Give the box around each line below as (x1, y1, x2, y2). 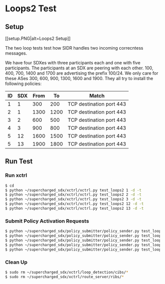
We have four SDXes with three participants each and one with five (5, 60, 141, 65)
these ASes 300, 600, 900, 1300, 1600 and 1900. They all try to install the (5, 76, 153, 81)
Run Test (5, 157, 33, 166)
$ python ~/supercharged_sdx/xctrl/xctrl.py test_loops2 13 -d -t (5, 206, 144, 211)
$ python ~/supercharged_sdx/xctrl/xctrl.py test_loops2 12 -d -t (5, 201, 144, 206)
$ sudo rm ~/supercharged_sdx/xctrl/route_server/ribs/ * (5, 274, 124, 279)
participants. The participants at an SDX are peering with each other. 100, (5, 65, 154, 71)
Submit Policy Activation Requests (5, 217, 89, 224)
